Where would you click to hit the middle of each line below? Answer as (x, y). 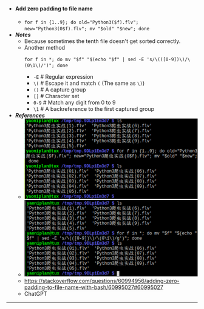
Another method (45, 48)
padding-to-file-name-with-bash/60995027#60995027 (94, 287)
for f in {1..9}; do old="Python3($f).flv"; (81, 22)
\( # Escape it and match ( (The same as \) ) (89, 83)
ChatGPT (36, 293)
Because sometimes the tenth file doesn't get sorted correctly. (102, 41)
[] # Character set (56, 96)
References (30, 116)
